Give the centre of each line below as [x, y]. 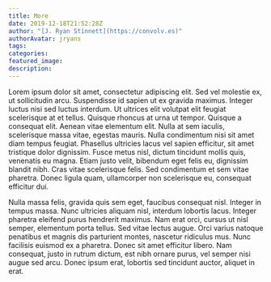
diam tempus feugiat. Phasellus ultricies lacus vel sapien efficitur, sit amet [131, 143]
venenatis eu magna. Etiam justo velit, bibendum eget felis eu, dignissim [128, 160]
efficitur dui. [29, 186]
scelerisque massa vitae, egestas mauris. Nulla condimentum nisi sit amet [131, 135]
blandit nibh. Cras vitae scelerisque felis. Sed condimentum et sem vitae [129, 169]
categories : [28, 53]
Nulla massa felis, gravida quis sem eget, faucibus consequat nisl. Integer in [135, 202]
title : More [28, 16]
